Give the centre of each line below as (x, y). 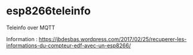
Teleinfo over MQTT (31, 27)
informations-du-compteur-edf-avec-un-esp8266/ (69, 45)
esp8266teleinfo (48, 11)
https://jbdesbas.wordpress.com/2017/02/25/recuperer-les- (113, 39)
